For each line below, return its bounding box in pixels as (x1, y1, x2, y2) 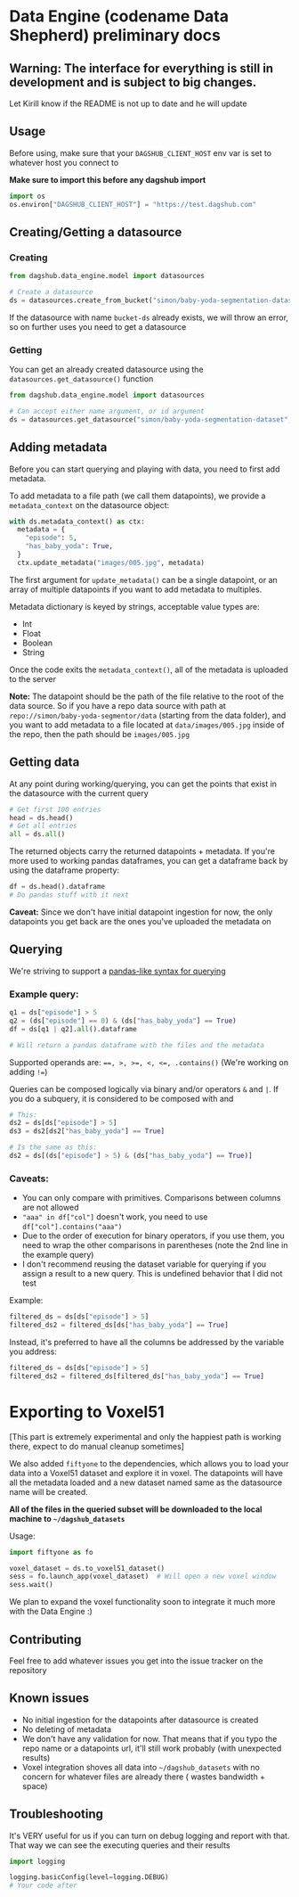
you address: (9, 1346, 58, 1357)
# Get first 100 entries (9, 805, 101, 814)
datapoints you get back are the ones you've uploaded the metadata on (9, 916, 271, 926)
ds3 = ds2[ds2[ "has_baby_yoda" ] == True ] (9, 1127, 166, 1136)
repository (9, 1664, 47, 1675)
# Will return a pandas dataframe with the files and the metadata (9, 1040, 265, 1049)
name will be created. (9, 1486, 89, 1497)
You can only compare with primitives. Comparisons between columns (21, 1193, 281, 1203)
